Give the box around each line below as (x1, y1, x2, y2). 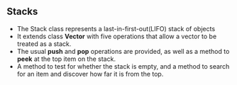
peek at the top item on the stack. (16, 55, 116, 63)
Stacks (6, 6, 38, 18)
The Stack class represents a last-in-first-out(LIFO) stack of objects (16, 24, 216, 33)
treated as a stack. (16, 39, 72, 48)
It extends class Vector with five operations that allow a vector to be (16, 32, 217, 40)
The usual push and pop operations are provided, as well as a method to (16, 47, 230, 55)
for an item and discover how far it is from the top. (16, 69, 164, 78)
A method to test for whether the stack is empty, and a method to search (16, 62, 230, 70)
